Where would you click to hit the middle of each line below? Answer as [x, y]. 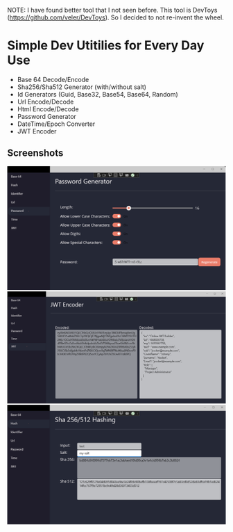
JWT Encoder [37, 131]
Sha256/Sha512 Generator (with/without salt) [82, 87]
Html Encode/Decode [48, 109]
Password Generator [46, 116]
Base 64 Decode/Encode [53, 79]
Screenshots [35, 153]
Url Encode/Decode [45, 102]
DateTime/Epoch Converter [56, 124]
